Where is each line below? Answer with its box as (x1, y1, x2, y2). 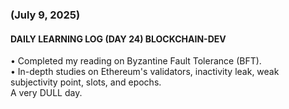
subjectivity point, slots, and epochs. (10, 76, 162, 88)
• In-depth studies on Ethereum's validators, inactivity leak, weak (10, 66, 280, 78)
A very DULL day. (10, 87, 83, 99)
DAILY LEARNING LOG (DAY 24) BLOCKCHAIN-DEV (10, 33, 227, 45)
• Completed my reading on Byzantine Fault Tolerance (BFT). (10, 55, 262, 67)
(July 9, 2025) (10, 8, 81, 22)
